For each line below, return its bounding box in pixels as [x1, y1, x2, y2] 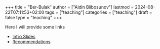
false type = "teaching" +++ [5, 15, 63, 20]
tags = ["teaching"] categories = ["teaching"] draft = [45, 9, 152, 15]
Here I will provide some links [5, 24, 65, 30]
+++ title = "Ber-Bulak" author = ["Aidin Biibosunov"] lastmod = [5, 4, 134, 10]
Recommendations [12, 39, 51, 45]
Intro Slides [12, 34, 36, 39]
